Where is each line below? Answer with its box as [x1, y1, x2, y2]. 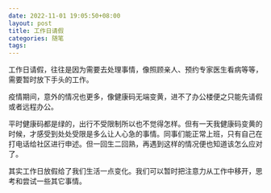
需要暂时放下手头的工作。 [8, 75, 94, 84]
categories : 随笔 [8, 34, 65, 43]
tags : [8, 42, 27, 50]
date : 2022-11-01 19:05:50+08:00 [8, 11, 121, 20]
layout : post [8, 19, 52, 27]
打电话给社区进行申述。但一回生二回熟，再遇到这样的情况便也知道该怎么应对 [8, 139, 263, 149]
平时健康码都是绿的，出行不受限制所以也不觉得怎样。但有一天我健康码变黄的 [8, 119, 263, 129]
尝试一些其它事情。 [22, 176, 86, 186]
